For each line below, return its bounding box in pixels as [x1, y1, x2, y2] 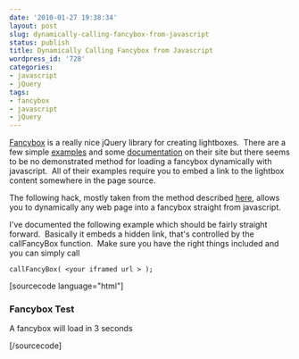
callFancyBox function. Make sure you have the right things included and [9, 238, 279, 249]
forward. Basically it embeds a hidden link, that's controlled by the [9, 229, 254, 239]
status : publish [9, 38, 70, 47]
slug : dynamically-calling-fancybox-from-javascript [9, 29, 210, 38]
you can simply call [9, 247, 80, 259]
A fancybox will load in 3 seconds [9, 323, 133, 334]
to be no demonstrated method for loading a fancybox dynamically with [9, 156, 272, 167]
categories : [9, 63, 54, 72]
